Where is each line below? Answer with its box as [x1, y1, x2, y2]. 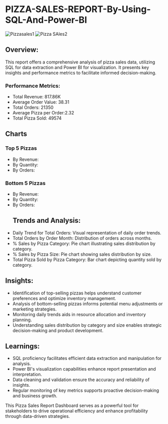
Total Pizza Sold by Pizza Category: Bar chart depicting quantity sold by [12, 256, 162, 263]
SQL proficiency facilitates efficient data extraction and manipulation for [12, 355, 162, 361]
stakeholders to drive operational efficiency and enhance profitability [5, 408, 148, 414]
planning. [12, 317, 32, 323]
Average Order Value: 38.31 [12, 99, 69, 105]
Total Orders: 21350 [12, 104, 54, 110]
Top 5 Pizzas [5, 145, 37, 152]
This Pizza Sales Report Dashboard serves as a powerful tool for [5, 402, 139, 409]
